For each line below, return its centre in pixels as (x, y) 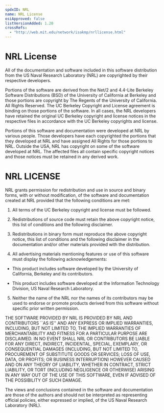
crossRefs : (16, 28)
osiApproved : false (25, 19)
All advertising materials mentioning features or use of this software (81, 254)
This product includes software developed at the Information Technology (86, 283)
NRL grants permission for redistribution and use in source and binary (75, 190)
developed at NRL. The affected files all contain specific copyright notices (80, 151)
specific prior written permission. (46, 308)
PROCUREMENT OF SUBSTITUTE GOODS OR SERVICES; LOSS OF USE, (78, 354)
